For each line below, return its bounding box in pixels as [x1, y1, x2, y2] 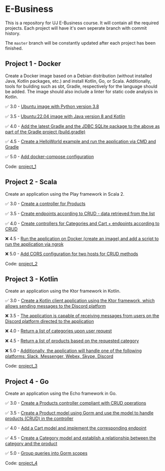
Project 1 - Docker [5, 59, 61, 68]
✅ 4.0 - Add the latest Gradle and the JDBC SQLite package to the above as [5, 123, 160, 129]
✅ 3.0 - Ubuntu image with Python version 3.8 [5, 103, 99, 109]
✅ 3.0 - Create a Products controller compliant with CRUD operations [5, 400, 146, 406]
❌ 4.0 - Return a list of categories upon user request [5, 328, 112, 334]
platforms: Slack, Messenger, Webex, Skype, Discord [5, 353, 113, 360]
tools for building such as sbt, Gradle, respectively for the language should [5, 83, 158, 89]
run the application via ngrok [5, 241, 64, 247]
